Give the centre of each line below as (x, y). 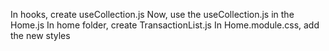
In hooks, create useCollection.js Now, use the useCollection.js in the (152, 14)
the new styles (40, 35)
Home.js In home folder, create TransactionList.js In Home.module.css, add (165, 25)
